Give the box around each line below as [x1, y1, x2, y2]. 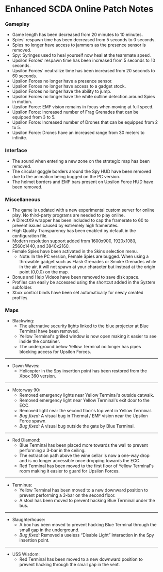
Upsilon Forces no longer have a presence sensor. [12, 78, 113, 84]
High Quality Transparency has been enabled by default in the [12, 228, 136, 234]
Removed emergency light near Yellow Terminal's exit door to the [19, 397, 150, 404]
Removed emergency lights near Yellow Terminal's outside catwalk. [19, 392, 154, 398]
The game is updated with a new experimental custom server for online [12, 207, 155, 213]
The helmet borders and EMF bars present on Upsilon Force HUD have [12, 179, 154, 185]
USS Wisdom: [12, 551, 40, 557]
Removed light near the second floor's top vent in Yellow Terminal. [19, 408, 152, 414]
